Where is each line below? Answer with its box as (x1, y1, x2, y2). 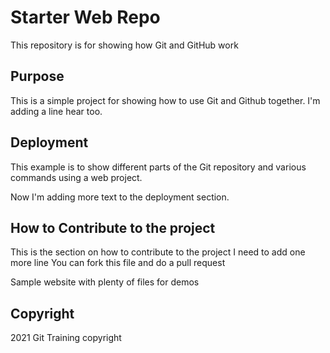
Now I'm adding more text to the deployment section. (10, 191, 230, 203)
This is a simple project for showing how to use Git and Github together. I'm (10, 94, 321, 106)
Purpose (10, 68, 65, 85)
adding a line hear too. (10, 105, 103, 117)
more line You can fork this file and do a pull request (10, 257, 226, 269)
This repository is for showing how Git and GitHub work (10, 39, 239, 51)
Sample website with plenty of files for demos (10, 276, 200, 288)
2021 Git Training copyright (10, 332, 122, 344)
